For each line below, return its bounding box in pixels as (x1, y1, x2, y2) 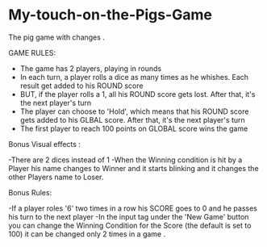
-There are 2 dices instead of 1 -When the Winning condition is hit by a (8, 155, 243, 165)
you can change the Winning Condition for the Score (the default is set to (8, 220, 252, 230)
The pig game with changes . (8, 32, 105, 42)
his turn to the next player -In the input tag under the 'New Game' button (8, 211, 249, 221)
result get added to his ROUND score (19, 81, 144, 90)
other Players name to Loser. (8, 172, 104, 182)
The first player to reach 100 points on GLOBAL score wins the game (19, 123, 248, 133)
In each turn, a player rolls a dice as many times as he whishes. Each (19, 72, 248, 82)
